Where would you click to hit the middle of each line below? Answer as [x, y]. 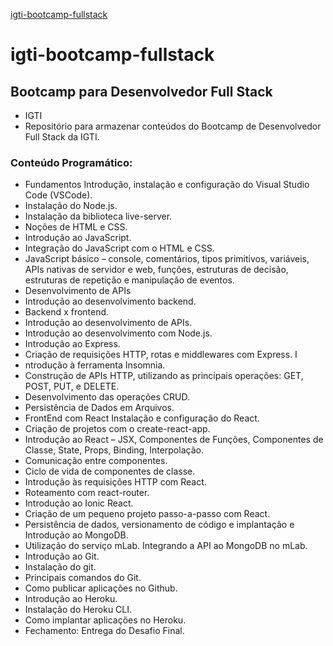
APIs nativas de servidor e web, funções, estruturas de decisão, [156, 270]
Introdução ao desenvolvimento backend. [110, 301]
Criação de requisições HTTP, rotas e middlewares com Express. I [161, 355]
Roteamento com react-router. [87, 493]
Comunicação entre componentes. [96, 461]
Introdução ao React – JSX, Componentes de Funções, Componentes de [174, 440]
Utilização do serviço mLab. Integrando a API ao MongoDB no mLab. [166, 546]
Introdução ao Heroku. [71, 599]
